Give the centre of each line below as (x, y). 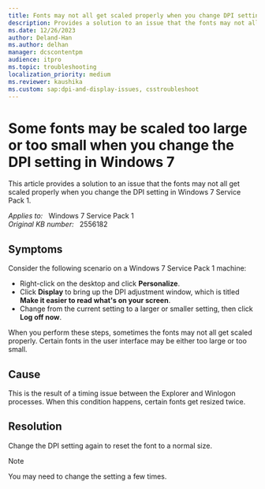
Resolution (35, 427)
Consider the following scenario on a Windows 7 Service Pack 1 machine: (127, 268)
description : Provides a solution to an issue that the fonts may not (127, 23)
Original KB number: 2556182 (58, 224)
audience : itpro (35, 60)
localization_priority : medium (60, 74)
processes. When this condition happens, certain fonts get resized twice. (127, 401)
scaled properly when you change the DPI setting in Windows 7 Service (125, 192)
